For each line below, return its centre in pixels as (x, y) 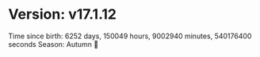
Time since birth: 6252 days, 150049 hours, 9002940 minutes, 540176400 (130, 36)
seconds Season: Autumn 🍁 (54, 44)
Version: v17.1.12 (63, 14)
